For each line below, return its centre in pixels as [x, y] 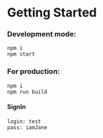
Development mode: [42, 34]
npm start [21, 54]
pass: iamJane [27, 127]
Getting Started [52, 13]
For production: [34, 71]
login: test [24, 122]
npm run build [27, 92]
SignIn [16, 107]
